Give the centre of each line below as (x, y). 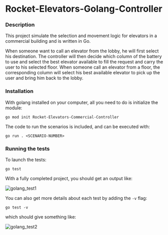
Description (20, 25)
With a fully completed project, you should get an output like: (69, 179)
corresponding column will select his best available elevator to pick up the (83, 73)
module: (14, 108)
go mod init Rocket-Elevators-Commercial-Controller (62, 117)
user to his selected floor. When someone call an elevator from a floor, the (83, 67)
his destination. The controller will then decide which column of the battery (84, 56)
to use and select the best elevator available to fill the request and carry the (84, 62)
